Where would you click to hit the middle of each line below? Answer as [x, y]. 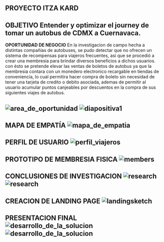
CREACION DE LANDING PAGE [53, 201]
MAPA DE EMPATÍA [36, 125]
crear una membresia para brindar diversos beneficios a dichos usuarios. [80, 61]
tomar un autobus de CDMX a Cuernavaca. [73, 33]
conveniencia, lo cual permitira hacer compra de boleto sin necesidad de [80, 77]
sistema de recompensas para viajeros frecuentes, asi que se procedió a [80, 56]
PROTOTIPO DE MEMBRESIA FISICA [62, 159]
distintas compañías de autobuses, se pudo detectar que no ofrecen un [79, 50]
